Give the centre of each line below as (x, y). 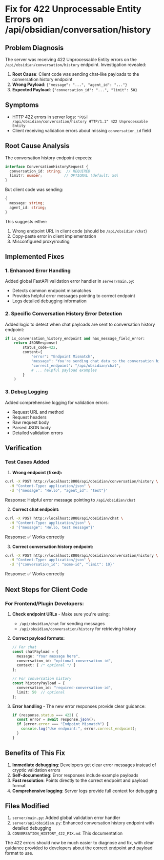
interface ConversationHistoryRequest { (47, 167)
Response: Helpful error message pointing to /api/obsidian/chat (70, 500)
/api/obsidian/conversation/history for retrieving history (78, 629)
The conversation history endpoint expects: (49, 158)
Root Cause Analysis (37, 146)
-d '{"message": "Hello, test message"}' (52, 527)
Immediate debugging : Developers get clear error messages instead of (84, 765)
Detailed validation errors (38, 433)
